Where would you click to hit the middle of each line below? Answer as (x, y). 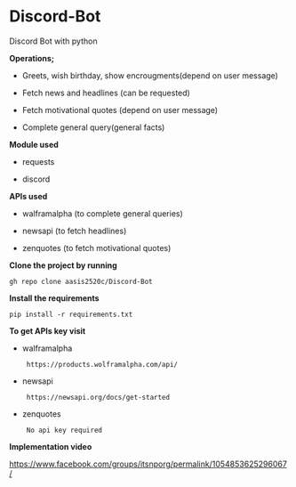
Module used (34, 144)
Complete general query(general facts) (93, 127)
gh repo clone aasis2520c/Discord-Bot (81, 281)
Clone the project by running (63, 265)
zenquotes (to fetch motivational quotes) (96, 248)
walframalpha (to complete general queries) (103, 213)
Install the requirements (54, 298)
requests (38, 161)
